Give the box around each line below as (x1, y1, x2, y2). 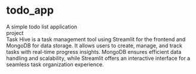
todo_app (6, 4, 54, 17)
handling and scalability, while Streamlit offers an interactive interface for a (6, 54, 191, 62)
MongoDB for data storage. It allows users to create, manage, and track (6, 42, 182, 49)
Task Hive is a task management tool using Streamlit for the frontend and (6, 36, 186, 43)
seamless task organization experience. (6, 60, 104, 68)
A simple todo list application (6, 23, 78, 30)
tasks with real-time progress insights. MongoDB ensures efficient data (6, 48, 182, 55)
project (6, 29, 24, 36)
